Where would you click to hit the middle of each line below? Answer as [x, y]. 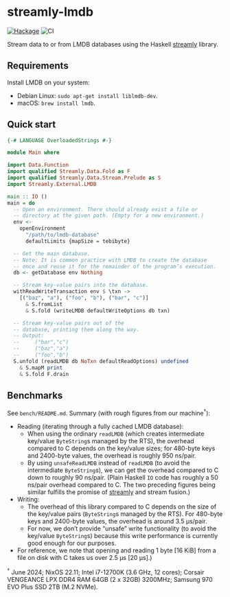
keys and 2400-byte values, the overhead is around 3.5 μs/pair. [117, 522]
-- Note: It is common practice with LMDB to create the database [110, 260]
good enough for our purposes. [72, 543]
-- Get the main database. [52, 254]
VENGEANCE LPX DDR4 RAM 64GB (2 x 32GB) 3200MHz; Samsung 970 [110, 579]
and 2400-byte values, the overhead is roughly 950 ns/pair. [112, 456]
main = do [21, 203]
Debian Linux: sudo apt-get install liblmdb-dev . [87, 95]
